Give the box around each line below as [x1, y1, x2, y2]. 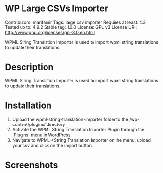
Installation [5, 100, 52, 111]
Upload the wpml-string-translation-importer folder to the [12, 116, 129, 122]
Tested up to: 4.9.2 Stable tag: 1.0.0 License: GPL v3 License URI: [5, 24, 137, 30]
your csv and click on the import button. [12, 142, 93, 148]
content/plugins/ [12, 121, 46, 127]
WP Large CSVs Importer [5, 3, 109, 14]
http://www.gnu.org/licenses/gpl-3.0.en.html [5, 29, 95, 35]
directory [46, 121, 65, 127]
